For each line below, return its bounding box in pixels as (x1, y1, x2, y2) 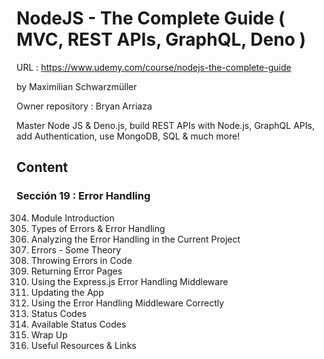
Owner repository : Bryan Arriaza (16, 100, 153, 112)
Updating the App (30, 286, 104, 298)
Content (16, 159, 69, 176)
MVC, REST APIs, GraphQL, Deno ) (16, 28, 307, 51)
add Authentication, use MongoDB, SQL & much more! (16, 130, 241, 142)
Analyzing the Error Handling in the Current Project (30, 233, 241, 245)
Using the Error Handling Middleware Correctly (30, 297, 225, 309)
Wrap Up (30, 328, 68, 341)
